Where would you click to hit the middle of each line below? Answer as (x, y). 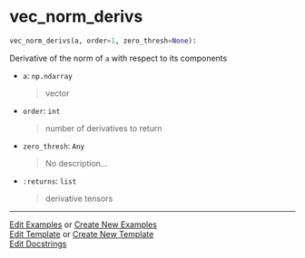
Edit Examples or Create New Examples (83, 225)
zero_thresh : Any (54, 146)
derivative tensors (79, 198)
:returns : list (49, 181)
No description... (76, 163)
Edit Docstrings (38, 244)
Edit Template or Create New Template (82, 234)
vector (57, 93)
